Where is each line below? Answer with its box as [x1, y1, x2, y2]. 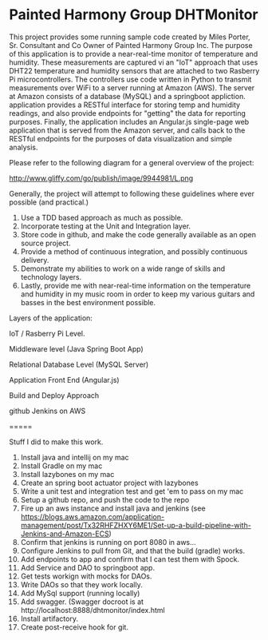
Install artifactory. [20, 614, 79, 623]
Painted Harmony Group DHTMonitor [9, 6, 258, 24]
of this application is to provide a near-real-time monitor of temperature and [9, 49, 258, 58]
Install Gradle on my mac [20, 461, 103, 471]
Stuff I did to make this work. [9, 437, 104, 447]
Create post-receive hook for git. [20, 622, 128, 632]
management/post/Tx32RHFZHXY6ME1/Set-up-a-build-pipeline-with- [20, 520, 252, 530]
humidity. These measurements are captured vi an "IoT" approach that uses [9, 58, 258, 67]
